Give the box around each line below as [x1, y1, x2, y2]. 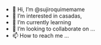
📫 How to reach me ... [12, 32, 69, 39]
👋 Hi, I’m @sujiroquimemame [12, 6, 85, 13]
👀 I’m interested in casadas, [12, 12, 82, 19]
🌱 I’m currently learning [12, 19, 72, 26]
